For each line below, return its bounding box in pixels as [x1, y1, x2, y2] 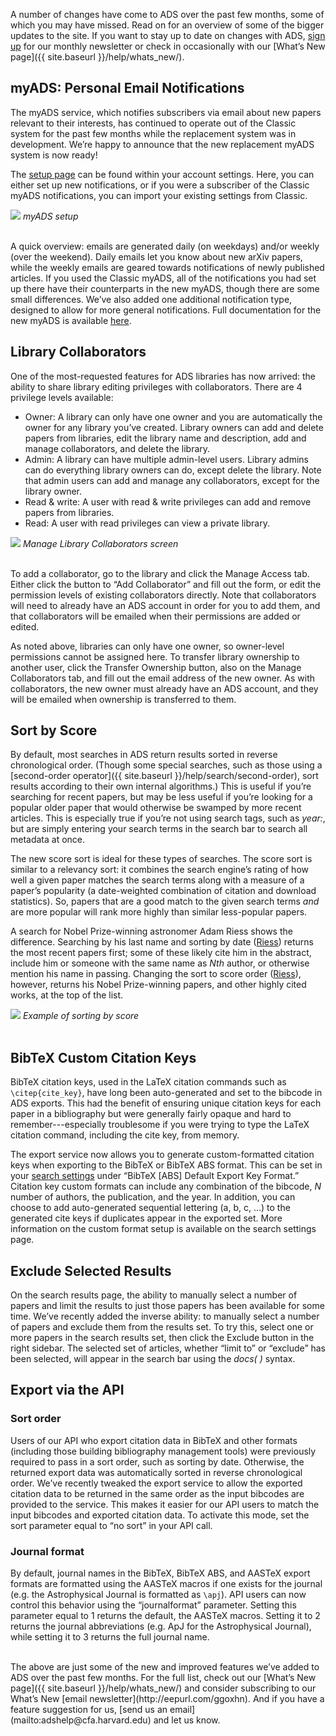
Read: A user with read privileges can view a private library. [24, 517, 270, 529]
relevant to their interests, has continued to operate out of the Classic [10, 117, 297, 129]
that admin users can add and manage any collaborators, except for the [24, 474, 320, 486]
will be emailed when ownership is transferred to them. [10, 693, 237, 705]
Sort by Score [10, 722, 98, 739]
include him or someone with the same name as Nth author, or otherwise [10, 957, 310, 969]
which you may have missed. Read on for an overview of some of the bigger [10, 19, 325, 31]
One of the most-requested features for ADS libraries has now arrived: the [10, 370, 316, 382]
